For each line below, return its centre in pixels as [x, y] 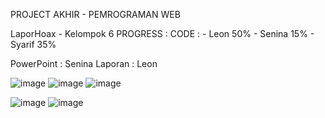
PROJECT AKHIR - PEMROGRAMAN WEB [95, 14]
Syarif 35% [33, 44]
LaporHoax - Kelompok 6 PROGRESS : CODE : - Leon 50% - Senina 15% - [162, 33]
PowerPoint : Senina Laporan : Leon [84, 63]
